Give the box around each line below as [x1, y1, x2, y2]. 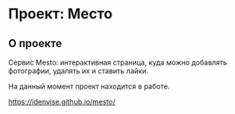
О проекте [8, 37, 62, 50]
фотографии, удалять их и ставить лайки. [8, 66, 149, 76]
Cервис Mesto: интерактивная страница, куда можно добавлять [8, 57, 228, 67]
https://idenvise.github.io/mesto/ [8, 97, 116, 106]
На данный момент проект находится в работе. [8, 81, 170, 91]
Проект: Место [8, 5, 113, 23]
